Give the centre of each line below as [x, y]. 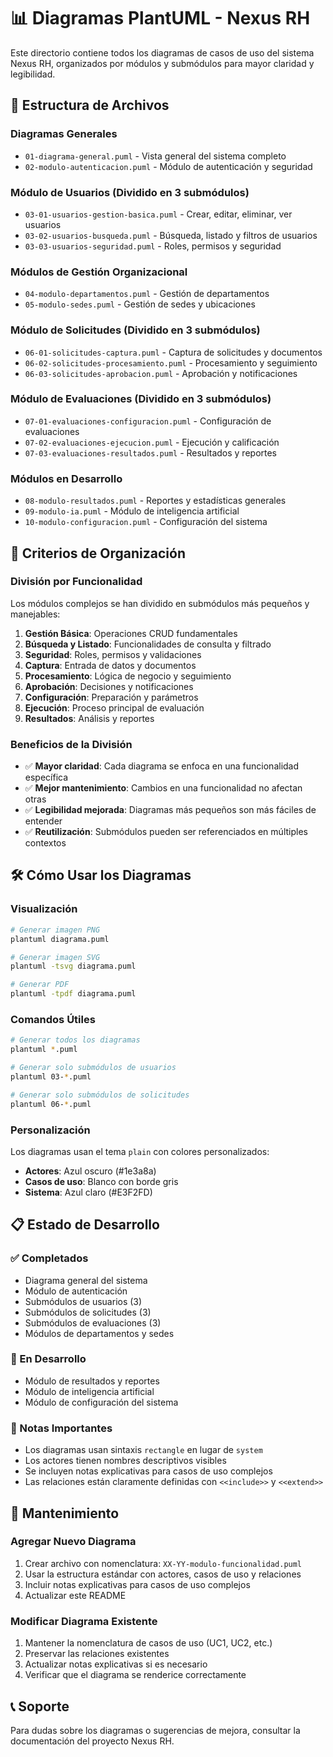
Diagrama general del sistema [86, 1280]
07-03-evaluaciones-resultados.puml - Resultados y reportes [151, 452]
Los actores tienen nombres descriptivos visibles [125, 1461]
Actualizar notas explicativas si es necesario [116, 1664]
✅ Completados [49, 1258]
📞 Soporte [40, 1706]
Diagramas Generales [64, 134]
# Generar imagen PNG [55, 930]
